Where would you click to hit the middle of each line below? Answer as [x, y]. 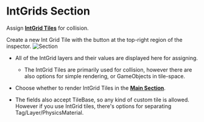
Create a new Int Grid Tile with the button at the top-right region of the [94, 39]
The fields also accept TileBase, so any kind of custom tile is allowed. [102, 100]
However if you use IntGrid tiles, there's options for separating [93, 106]
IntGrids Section [48, 11]
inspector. [19, 46]
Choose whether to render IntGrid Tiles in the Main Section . [90, 88]
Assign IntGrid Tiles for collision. [48, 28]
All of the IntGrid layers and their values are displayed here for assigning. [106, 58]
